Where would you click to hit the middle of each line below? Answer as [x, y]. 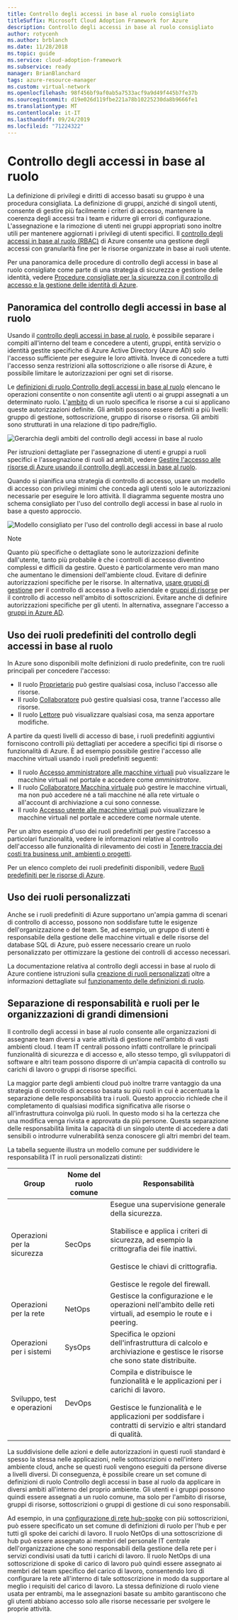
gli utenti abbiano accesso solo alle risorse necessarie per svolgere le [109, 1601]
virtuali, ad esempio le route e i [161, 1313]
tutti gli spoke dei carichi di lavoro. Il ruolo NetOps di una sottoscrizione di [115, 1533]
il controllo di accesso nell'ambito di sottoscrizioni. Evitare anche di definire [118, 597]
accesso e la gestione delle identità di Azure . [73, 285]
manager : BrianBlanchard [44, 73]
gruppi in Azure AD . [36, 613]
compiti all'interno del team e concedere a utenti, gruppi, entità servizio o [114, 343]
